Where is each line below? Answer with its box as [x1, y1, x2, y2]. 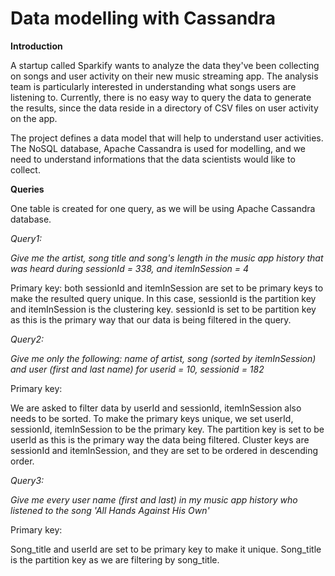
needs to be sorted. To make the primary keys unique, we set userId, [10, 412, 294, 424]
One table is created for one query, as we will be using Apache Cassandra [10, 202, 316, 214]
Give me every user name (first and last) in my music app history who [10, 493, 298, 506]
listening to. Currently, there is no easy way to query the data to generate [10, 91, 312, 103]
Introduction [10, 40, 63, 52]
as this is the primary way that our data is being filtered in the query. [10, 313, 292, 326]
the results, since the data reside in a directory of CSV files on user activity [10, 102, 319, 114]
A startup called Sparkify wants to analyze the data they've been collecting [10, 59, 320, 71]
